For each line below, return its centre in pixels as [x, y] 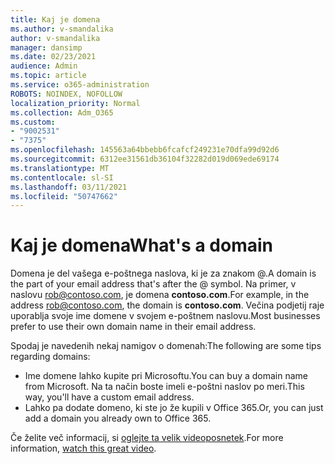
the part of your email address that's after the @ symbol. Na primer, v [153, 284]
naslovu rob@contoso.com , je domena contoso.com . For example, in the [160, 295]
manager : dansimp [46, 47]
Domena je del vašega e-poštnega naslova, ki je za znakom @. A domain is [163, 273]
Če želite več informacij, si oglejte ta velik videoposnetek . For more [147, 438]
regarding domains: [50, 357]
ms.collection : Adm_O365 [62, 112]
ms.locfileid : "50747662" [64, 196]
